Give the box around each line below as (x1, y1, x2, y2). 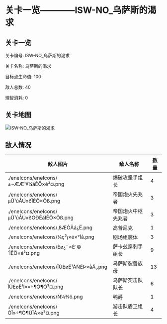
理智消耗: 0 (5, 95, 28, 101)
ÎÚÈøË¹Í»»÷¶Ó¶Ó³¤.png (7, 283, 64, 290)
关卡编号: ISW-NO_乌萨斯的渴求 (5, 53, 70, 58)
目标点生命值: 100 (5, 74, 41, 80)
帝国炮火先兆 (112, 191, 143, 198)
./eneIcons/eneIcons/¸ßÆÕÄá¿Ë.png (7, 224, 93, 231)
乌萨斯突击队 (112, 277, 143, 284)
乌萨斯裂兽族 (112, 260, 143, 267)
